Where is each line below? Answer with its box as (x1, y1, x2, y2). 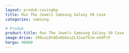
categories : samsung (5, 17, 49, 22)
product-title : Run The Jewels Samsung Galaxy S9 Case (5, 31, 124, 36)
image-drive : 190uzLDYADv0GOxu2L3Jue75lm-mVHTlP (5, 35, 111, 40)
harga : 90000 (5, 40, 33, 45)
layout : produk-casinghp (5, 7, 58, 13)
